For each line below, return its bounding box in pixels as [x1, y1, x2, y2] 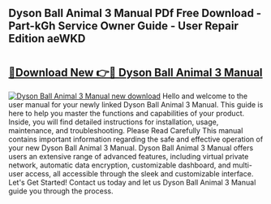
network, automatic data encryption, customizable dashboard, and [8, 160, 231, 170]
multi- [232, 160, 253, 170]
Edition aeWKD [8, 32, 86, 46]
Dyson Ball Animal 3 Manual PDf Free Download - [8, 7, 262, 20]
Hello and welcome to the [161, 91, 248, 101]
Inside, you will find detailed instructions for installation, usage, [8, 117, 219, 127]
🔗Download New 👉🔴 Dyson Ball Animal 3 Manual [8, 65, 263, 80]
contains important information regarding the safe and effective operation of [8, 134, 264, 144]
